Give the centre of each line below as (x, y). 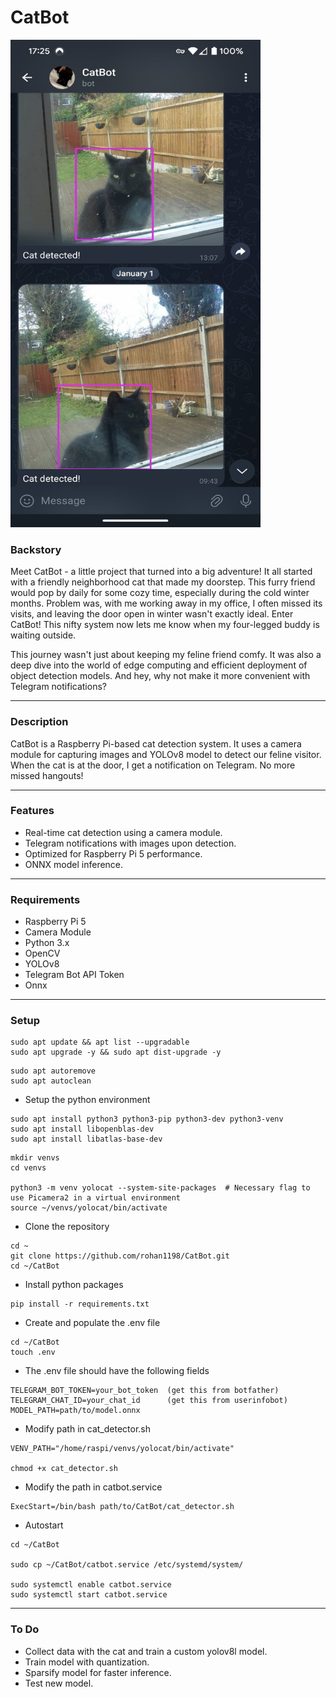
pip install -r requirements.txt (80, 1304)
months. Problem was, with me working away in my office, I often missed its (166, 603)
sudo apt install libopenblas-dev (82, 1129)
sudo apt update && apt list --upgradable (100, 1042)
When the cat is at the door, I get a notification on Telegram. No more (153, 765)
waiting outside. (43, 635)
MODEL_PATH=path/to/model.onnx (75, 1411)
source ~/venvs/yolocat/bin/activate (89, 1208)
